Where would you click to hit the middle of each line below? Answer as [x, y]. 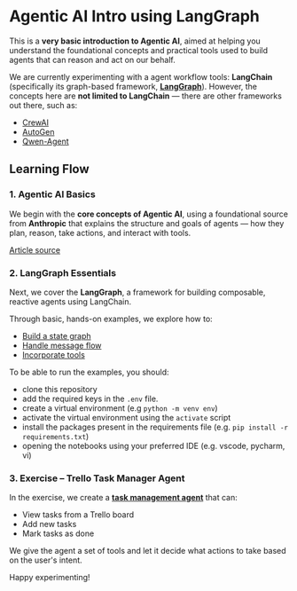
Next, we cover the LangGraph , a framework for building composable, [137, 292]
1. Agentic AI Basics [52, 194]
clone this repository [59, 389]
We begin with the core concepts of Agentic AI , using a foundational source [148, 214]
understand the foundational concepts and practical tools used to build [139, 50]
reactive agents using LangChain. [70, 301]
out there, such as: [43, 105]
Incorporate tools [54, 355]
